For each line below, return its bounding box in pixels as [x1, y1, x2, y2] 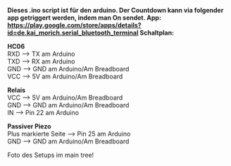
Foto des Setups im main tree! [7, 151, 94, 159]
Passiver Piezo [7, 122, 51, 130]
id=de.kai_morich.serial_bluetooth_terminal [7, 28, 139, 37]
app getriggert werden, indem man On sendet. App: [7, 13, 162, 22]
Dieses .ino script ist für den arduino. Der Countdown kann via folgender [7, 6, 224, 14]
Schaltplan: [139, 28, 175, 37]
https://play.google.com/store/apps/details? [7, 21, 142, 29]
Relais [7, 86, 26, 94]
